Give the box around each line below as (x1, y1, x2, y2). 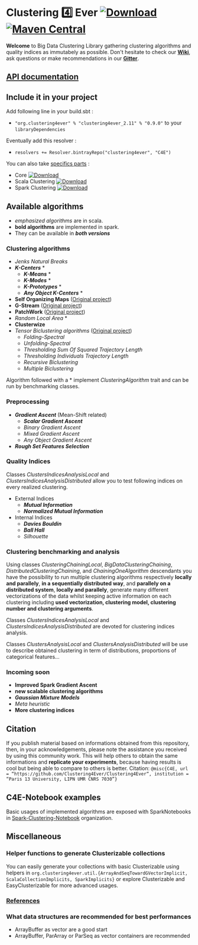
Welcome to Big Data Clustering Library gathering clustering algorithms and (6, 42, 191, 49)
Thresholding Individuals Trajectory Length (23, 352, 129, 360)
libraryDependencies (14, 127, 66, 133)
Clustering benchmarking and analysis (6, 547, 120, 555)
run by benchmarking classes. (6, 383, 80, 390)
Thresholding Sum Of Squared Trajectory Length (23, 346, 143, 353)
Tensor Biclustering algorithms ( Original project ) (14, 327, 132, 334)
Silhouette (23, 532, 48, 539)
